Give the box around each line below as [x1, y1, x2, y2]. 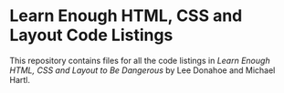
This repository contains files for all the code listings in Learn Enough [9, 55, 271, 66]
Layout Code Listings [9, 25, 174, 46]
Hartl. [9, 74, 30, 85]
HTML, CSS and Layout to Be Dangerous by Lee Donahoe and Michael [9, 65, 276, 76]
